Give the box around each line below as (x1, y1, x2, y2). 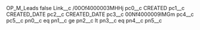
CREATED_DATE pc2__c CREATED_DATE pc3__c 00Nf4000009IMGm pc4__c (6, 11, 194, 18)
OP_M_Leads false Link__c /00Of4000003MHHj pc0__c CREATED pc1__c (6, 5, 185, 11)
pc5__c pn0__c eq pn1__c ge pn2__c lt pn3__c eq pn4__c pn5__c (6, 17, 162, 24)
